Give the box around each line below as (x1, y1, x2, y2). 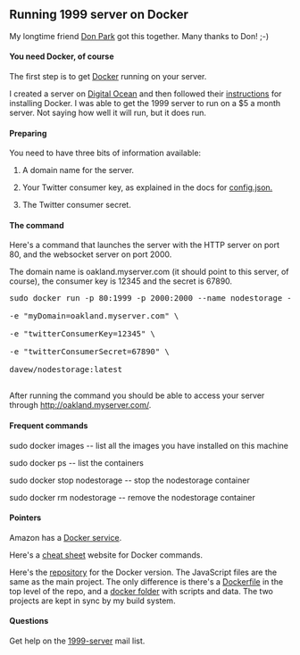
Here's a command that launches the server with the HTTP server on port (9, 240, 279, 251)
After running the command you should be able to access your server (9, 390, 265, 401)
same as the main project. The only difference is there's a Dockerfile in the (9, 576, 284, 587)
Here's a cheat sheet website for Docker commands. (9, 549, 204, 560)
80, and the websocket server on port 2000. (9, 249, 172, 260)
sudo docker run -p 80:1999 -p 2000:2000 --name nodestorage (9, 294, 283, 303)
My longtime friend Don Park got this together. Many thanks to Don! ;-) (9, 30, 270, 41)
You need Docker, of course (9, 51, 114, 62)
